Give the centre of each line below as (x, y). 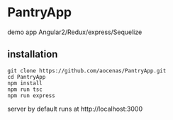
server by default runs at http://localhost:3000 (75, 109)
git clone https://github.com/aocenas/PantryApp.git (87, 71)
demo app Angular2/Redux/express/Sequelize (75, 32)
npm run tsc (25, 89)
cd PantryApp (27, 77)
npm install (25, 83)
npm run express (31, 96)
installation (33, 54)
